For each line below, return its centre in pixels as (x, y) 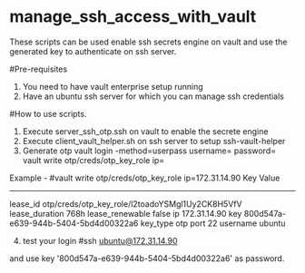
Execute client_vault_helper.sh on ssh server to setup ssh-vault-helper (154, 141)
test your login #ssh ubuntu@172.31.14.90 (100, 240)
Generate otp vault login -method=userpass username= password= (149, 151)
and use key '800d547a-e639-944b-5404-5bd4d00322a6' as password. (147, 258)
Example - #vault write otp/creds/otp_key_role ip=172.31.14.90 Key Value (145, 178)
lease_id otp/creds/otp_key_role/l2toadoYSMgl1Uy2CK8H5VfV (126, 204)
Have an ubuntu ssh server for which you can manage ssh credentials (153, 96)
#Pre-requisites (39, 69)
